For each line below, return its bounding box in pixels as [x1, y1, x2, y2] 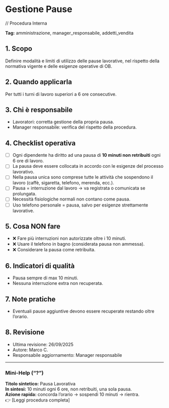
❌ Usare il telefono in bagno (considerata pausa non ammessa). [12, 241, 145, 247]
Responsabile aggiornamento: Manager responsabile [12, 352, 122, 358]
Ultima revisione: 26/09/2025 [12, 341, 74, 347]
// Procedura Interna [5, 20, 47, 26]
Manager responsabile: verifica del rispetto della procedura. [12, 124, 137, 130]
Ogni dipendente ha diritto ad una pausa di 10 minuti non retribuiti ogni [12, 152, 161, 158]
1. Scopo [5, 44, 33, 53]
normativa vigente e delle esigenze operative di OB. [5, 63, 112, 69]
